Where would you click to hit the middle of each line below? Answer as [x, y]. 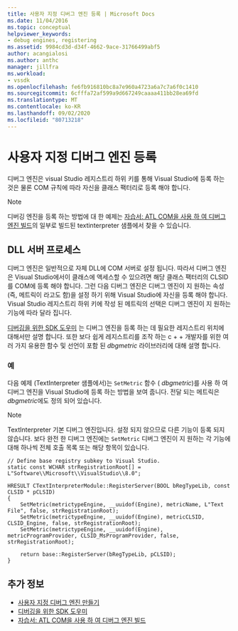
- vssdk [19, 80]
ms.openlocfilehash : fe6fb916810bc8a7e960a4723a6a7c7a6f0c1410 [103, 87]
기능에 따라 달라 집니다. [40, 313]
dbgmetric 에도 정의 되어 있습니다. [55, 400]
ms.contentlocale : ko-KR [44, 107]
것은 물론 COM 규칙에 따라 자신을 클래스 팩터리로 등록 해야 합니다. [99, 187]
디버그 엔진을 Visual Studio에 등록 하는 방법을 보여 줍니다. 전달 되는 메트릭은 [114, 392]
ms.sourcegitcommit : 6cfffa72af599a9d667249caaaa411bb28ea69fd [103, 93]
